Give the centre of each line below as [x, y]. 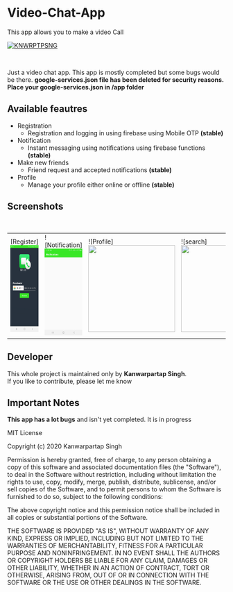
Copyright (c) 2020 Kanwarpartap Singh [65, 446]
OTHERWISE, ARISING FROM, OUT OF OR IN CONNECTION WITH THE [108, 575]
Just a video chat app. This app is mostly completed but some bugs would [113, 72]
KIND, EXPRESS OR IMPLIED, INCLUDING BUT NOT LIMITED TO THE [105, 539]
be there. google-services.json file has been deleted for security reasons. [115, 79]
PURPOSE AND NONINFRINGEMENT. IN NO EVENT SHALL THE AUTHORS [114, 553]
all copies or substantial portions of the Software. [77, 518]
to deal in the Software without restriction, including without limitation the [112, 475]
